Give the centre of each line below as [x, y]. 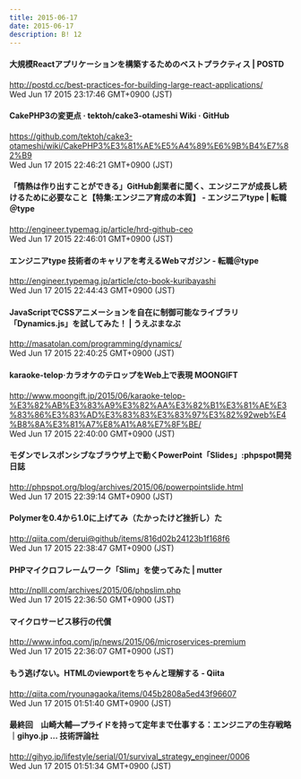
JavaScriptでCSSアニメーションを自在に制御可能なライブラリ [124, 312]
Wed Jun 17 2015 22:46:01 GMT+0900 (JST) [91, 238]
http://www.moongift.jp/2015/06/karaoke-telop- [98, 395]
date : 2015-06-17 [42, 26]
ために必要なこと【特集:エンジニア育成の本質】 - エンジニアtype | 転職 [155, 197]
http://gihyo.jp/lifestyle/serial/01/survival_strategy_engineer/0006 [130, 756]
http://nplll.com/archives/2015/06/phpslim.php [95, 590]
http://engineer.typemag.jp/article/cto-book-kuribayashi [113, 281]
